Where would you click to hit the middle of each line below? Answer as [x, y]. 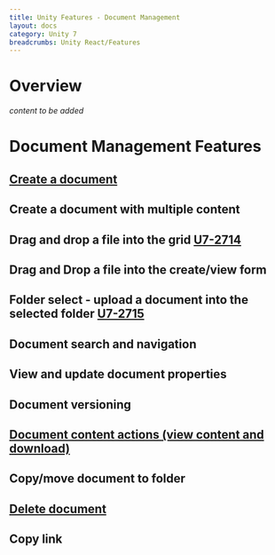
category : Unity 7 [43, 34]
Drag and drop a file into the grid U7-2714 [126, 239]
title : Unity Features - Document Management [94, 17]
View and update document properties [118, 374]
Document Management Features [135, 147]
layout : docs [33, 26]
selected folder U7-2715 [77, 314]
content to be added [47, 111]
